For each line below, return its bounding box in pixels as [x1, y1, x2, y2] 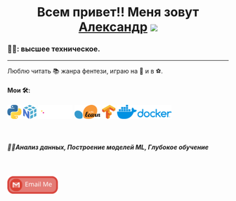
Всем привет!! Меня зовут [37, 4, 199, 20]
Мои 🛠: [7, 86, 31, 95]
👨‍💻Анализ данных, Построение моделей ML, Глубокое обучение [7, 143, 209, 151]
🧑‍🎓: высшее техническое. [7, 44, 100, 54]
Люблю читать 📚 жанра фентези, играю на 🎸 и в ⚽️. [7, 67, 164, 76]
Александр [78, 19, 148, 35]
